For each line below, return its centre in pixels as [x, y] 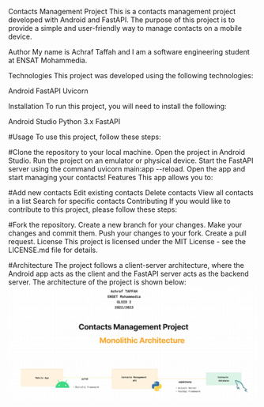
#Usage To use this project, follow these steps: [85, 137]
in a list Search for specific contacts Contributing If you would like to [119, 201]
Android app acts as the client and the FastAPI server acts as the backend [128, 273]
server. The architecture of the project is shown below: [98, 282]
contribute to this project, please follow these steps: [93, 209]
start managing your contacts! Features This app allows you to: [111, 177]
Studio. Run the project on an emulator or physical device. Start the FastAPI [131, 160]
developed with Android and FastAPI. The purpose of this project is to [122, 20]
